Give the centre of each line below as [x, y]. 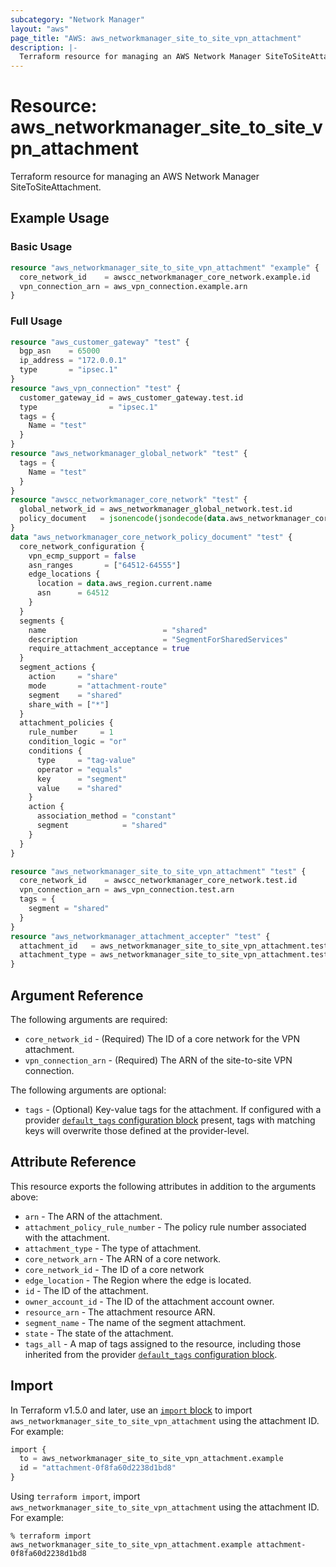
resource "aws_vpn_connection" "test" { [96, 388]
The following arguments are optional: [88, 1090]
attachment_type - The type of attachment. [113, 1248]
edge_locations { [64, 574]
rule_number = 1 [71, 732]
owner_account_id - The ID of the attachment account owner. [149, 1301]
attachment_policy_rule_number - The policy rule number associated [165, 1227]
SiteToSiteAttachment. [56, 187]
